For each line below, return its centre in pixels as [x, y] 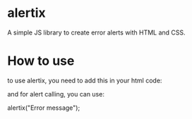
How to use [41, 61]
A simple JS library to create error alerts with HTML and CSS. [96, 32]
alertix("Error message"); [44, 108]
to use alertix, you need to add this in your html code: [85, 80]
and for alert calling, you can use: [56, 94]
